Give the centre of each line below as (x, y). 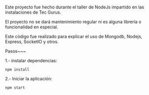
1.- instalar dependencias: (31, 60)
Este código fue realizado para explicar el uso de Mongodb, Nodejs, (74, 36)
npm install (17, 70)
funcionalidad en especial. (32, 27)
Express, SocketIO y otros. (32, 42)
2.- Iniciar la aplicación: (29, 79)
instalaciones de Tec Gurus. (33, 12)
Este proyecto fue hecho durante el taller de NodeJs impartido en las (75, 7)
